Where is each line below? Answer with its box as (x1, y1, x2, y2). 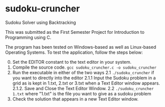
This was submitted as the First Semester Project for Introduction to (5, 29, 145, 35)
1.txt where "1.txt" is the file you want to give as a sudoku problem (12, 91, 151, 97)
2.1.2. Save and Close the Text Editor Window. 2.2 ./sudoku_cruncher (12, 85, 154, 91)
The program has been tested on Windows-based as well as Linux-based (5, 44, 156, 50)
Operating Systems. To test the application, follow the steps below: (5, 49, 143, 55)
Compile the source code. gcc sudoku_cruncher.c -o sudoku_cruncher (12, 64, 156, 70)
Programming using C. (5, 34, 51, 40)
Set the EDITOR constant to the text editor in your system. (12, 59, 131, 65)
